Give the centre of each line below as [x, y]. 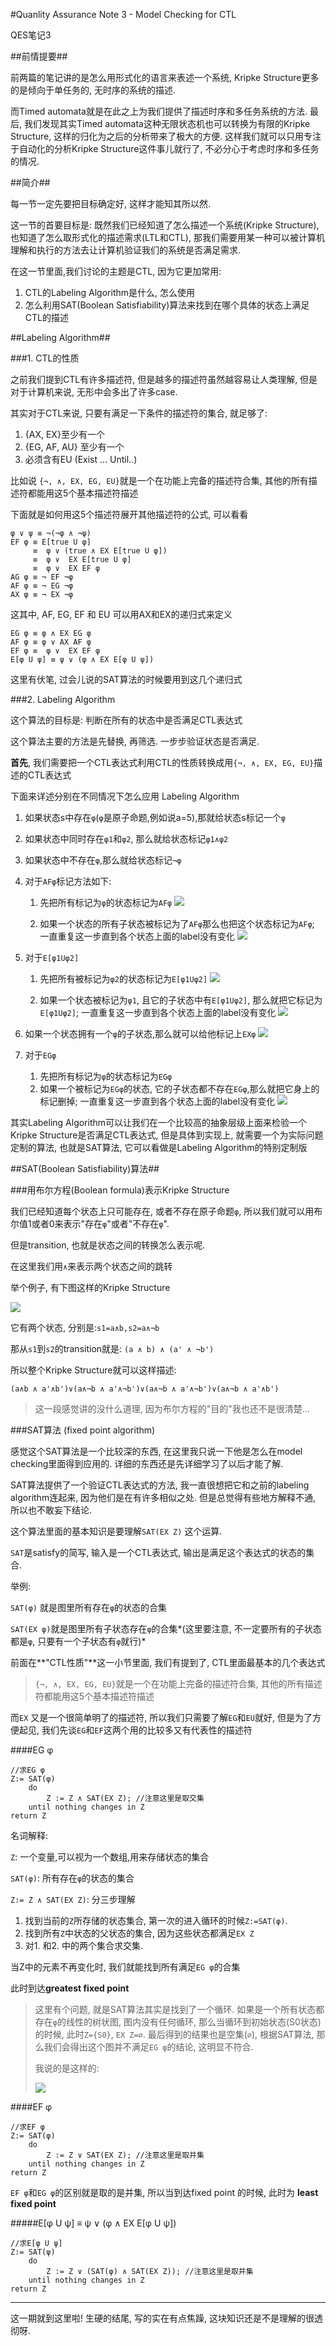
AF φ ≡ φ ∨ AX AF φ [51, 642]
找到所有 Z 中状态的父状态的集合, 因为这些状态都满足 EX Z [139, 1933]
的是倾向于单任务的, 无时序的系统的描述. [93, 90]
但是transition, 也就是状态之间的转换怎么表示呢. [108, 1245]
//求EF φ [27, 2127]
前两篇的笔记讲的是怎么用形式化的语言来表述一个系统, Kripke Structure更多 [165, 77]
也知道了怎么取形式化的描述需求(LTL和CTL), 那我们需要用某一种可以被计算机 [167, 237]
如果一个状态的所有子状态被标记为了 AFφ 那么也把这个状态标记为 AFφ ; [177, 923]
